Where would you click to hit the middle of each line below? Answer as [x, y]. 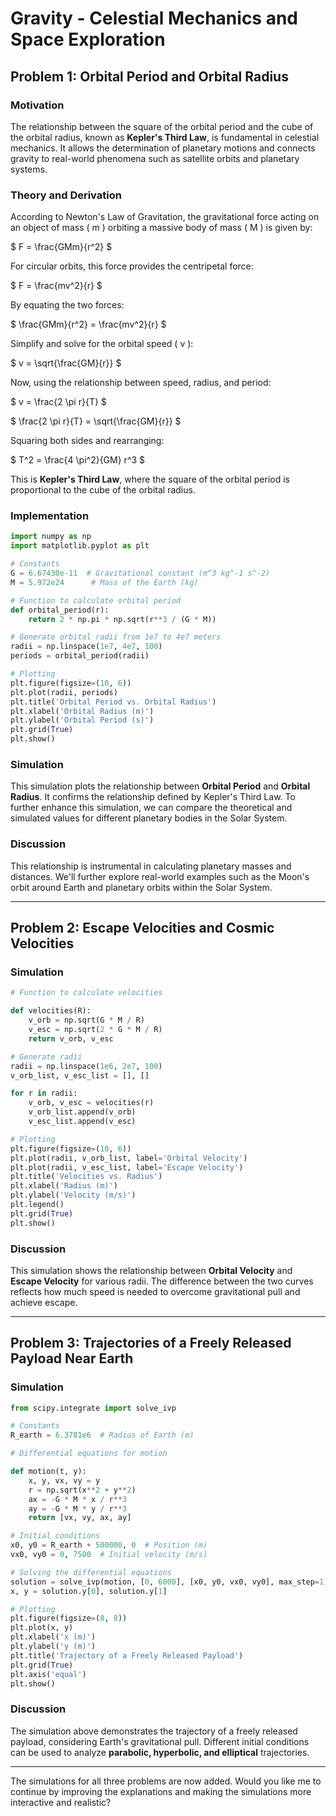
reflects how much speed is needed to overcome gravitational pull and [155, 1291]
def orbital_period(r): [60, 610]
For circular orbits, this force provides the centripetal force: [132, 266]
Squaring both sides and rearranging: [87, 441]
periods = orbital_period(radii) [80, 656]
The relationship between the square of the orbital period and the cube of [162, 126]
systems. [29, 169]
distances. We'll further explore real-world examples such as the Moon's [160, 876]
